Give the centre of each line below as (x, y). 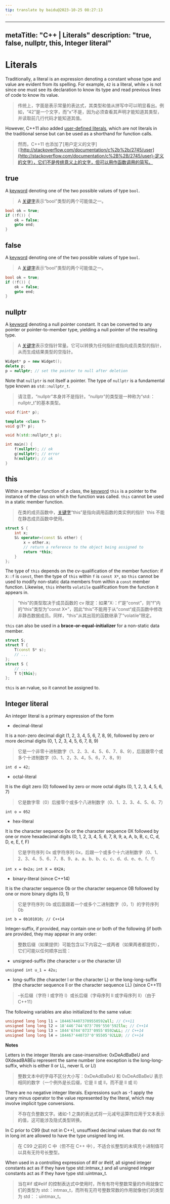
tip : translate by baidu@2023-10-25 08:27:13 (54, 10)
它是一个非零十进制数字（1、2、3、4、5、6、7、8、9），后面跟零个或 (90, 751)
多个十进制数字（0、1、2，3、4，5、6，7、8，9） (71, 758)
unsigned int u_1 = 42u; (31, 970)
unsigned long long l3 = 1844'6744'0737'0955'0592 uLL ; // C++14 (74, 1031)
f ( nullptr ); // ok (34, 449)
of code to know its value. (32, 95)
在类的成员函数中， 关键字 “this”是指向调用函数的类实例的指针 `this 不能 (91, 513)
